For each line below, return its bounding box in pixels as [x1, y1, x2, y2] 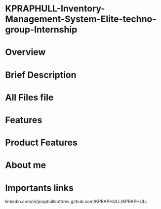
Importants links [5, 182, 74, 193]
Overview [5, 46, 46, 58]
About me [5, 160, 46, 171]
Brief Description [5, 69, 77, 81]
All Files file [5, 92, 54, 103]
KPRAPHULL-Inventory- [5, 3, 105, 14]
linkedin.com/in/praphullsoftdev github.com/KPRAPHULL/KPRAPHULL [5, 199, 148, 205]
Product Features [5, 137, 78, 148]
